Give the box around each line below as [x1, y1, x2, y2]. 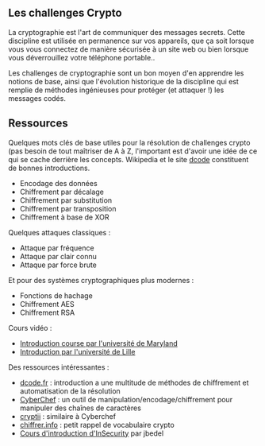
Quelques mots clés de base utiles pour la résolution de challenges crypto [8, 138, 251, 147]
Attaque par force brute [19, 260, 98, 270]
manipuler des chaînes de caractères [19, 403, 141, 413]
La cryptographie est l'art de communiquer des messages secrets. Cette [8, 27, 246, 37]
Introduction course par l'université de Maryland [19, 338, 179, 348]
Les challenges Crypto [8, 6, 122, 20]
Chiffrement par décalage [19, 187, 105, 196]
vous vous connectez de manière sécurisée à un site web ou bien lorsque [8, 44, 249, 54]
